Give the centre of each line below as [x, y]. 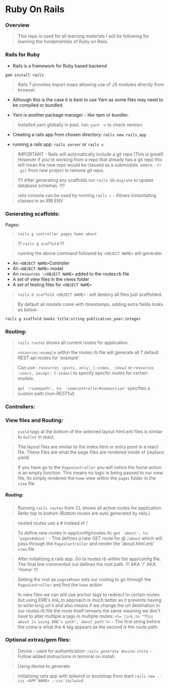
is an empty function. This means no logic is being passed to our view [90, 473]
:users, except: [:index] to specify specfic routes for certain [82, 373]
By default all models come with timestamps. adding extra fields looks [90, 304]
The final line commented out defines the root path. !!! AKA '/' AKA [87, 564]
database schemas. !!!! [41, 185]
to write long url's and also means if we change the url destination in [89, 605]
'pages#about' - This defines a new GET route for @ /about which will [90, 538]
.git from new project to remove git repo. [61, 170]
